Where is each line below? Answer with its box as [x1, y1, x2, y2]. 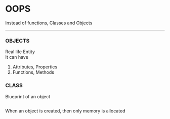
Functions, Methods [12, 69, 55, 75]
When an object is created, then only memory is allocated [5, 107, 125, 114]
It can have [5, 54, 29, 60]
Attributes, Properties [12, 64, 58, 70]
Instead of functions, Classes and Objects [5, 20, 93, 26]
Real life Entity [5, 49, 35, 55]
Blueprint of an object [5, 93, 51, 99]
